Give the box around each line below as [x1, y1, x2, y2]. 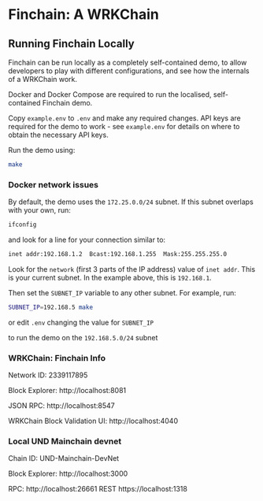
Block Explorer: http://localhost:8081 [8, 386, 127, 395]
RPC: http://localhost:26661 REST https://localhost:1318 [8, 484, 187, 494]
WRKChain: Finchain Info [8, 352, 106, 363]
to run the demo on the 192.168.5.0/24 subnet [8, 332, 158, 342]
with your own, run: [8, 206, 71, 215]
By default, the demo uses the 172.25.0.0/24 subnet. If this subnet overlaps [8, 197, 254, 206]
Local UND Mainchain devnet [8, 436, 122, 447]
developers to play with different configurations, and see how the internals [8, 66, 250, 76]
